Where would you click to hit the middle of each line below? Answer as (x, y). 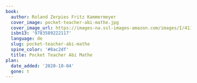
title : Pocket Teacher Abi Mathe (52, 55)
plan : (12, 60)
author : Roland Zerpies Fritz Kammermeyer (64, 17)
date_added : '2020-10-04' (43, 66)
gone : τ (20, 71)
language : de (27, 39)
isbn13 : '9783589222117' (41, 33)
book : (12, 11)
